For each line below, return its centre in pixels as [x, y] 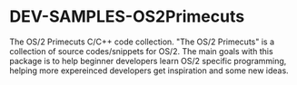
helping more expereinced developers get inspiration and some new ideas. [149, 71]
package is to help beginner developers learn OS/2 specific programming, [148, 61]
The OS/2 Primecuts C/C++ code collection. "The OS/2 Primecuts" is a [142, 42]
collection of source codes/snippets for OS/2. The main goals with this [142, 51]
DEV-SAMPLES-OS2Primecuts [127, 17]
